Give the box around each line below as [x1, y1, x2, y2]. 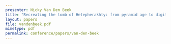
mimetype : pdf [5, 26, 36, 31]
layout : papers [5, 17, 38, 22]
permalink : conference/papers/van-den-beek [5, 31, 99, 36]
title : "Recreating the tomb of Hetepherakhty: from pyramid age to [5, 12, 154, 17]
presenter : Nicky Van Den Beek [5, 7, 72, 13]
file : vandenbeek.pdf [5, 21, 51, 27]
